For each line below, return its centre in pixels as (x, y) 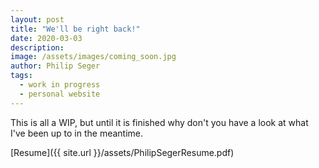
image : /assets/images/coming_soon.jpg (93, 57)
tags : (21, 76)
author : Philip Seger (55, 66)
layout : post (37, 19)
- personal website (60, 94)
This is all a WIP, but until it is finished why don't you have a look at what (159, 122)
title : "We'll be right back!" (75, 29)
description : (37, 47)
